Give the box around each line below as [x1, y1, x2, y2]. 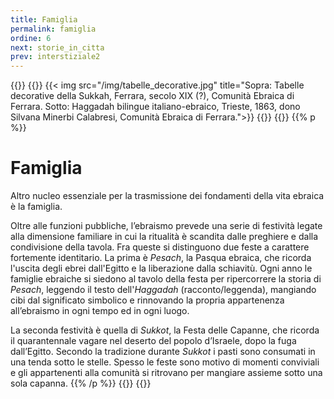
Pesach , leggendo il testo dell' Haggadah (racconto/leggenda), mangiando [10, 284, 317, 296]
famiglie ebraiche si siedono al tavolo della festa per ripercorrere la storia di [10, 273, 322, 285]
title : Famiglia [10, 14, 78, 25]
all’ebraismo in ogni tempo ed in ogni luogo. [10, 305, 190, 317]
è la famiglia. [10, 201, 63, 213]
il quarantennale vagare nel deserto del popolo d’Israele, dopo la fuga [10, 335, 297, 347]
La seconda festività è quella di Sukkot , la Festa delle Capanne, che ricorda [10, 324, 320, 336]
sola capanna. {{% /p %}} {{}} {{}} [10, 377, 152, 390]
